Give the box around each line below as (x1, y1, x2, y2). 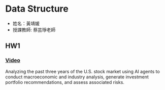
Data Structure (5, 3, 69, 15)
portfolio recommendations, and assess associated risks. (5, 79, 124, 85)
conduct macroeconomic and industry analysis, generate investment (5, 74, 149, 80)
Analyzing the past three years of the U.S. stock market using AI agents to (5, 68, 160, 74)
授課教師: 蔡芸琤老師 (12, 26, 56, 33)
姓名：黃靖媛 (12, 20, 40, 26)
